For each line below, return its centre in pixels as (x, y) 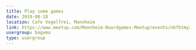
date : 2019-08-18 (27, 17)
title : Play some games (35, 11)
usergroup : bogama (28, 33)
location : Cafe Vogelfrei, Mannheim (50, 22)
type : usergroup (26, 38)
